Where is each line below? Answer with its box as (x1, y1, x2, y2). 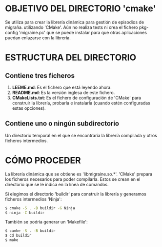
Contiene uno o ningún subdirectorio (5, 120, 120, 128)
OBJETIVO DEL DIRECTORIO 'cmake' (5, 3, 156, 14)
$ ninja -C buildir (5, 210, 45, 215)
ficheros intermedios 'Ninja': (5, 196, 62, 202)
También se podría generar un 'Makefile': (5, 219, 88, 225)
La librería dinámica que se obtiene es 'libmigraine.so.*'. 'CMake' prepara (5, 171, 153, 177)
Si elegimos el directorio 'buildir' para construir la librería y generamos (5, 191, 146, 197)
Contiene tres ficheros (5, 72, 75, 80)
